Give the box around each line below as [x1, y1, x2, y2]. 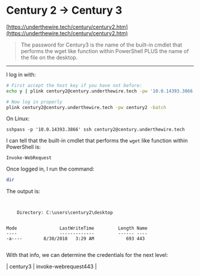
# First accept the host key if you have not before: [6, 82, 143, 88]
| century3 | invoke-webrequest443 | [6, 263, 97, 270]
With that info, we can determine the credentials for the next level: [6, 252, 168, 259]
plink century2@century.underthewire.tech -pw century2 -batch [6, 104, 167, 110]
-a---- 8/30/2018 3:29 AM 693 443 [6, 236, 145, 242]
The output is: [6, 188, 40, 195]
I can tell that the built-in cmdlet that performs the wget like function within [6, 137, 188, 144]
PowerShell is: [6, 144, 41, 151]
